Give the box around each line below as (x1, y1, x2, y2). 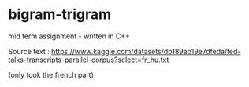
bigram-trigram (8, 5, 112, 24)
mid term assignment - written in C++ (8, 31, 130, 41)
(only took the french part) (8, 70, 95, 79)
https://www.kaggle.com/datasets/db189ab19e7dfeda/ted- (50, 46, 241, 56)
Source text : (8, 46, 50, 56)
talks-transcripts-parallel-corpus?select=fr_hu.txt (8, 55, 169, 64)
